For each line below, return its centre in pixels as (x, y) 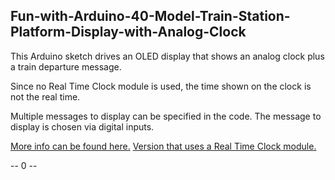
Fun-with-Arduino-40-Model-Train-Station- (150, 16)
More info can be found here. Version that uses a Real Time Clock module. (163, 146)
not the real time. (45, 96)
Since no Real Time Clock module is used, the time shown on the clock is (161, 86)
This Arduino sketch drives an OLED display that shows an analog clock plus (167, 56)
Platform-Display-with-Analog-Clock (128, 32)
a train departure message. (66, 66)
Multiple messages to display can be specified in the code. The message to (166, 116)
